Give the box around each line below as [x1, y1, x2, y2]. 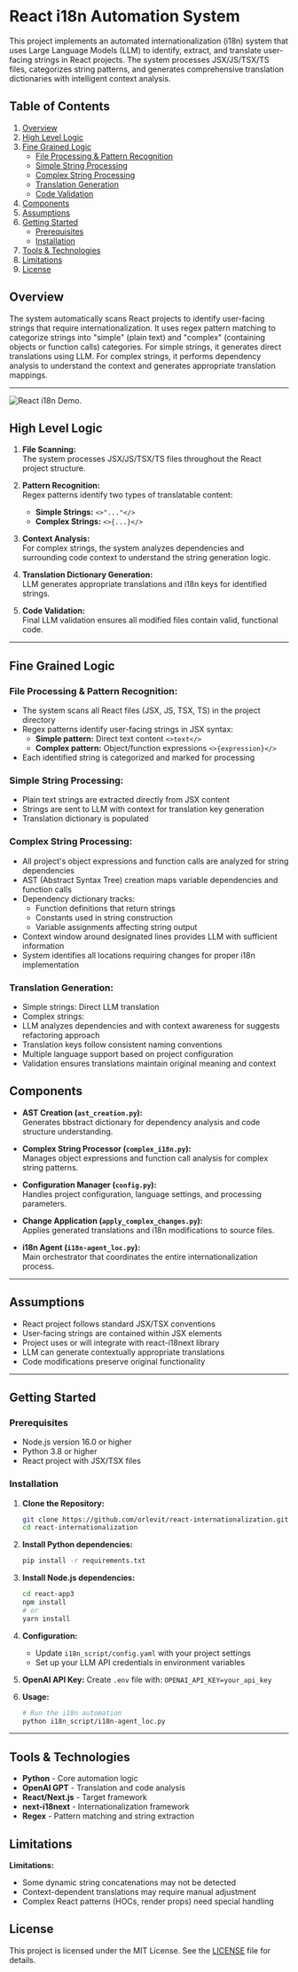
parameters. [21, 1198, 67, 1209]
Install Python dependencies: [21, 1539, 133, 1550]
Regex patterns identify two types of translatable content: [21, 489, 233, 500]
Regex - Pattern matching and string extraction [21, 1811, 195, 1821]
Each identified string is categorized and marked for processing [21, 752, 255, 763]
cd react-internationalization [21, 1523, 138, 1532]
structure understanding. [21, 1126, 114, 1137]
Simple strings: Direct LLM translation [21, 1001, 160, 1012]
